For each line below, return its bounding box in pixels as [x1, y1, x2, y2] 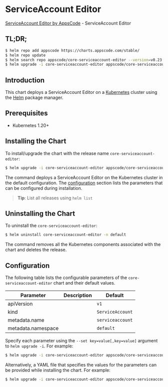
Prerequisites [5, 109, 48, 117]
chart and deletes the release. [5, 247, 67, 253]
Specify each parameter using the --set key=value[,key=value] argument [5, 338, 158, 344]
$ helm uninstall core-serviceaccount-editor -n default [5, 232, 126, 237]
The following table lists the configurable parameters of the [5, 275, 127, 281]
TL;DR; [5, 35, 27, 43]
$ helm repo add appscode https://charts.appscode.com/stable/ [5, 48, 140, 53]
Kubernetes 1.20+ [12, 122, 49, 128]
